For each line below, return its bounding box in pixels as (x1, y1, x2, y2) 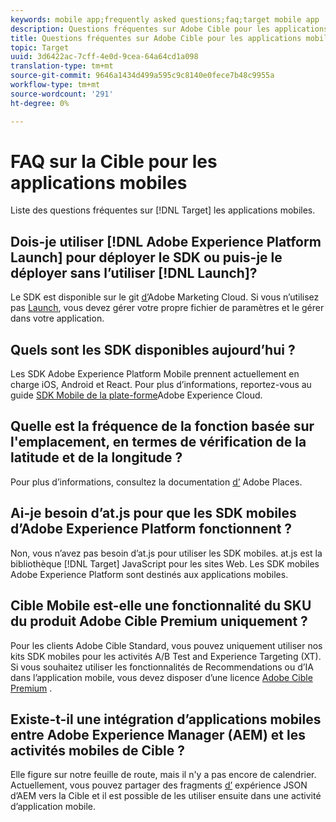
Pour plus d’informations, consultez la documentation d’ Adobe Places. (10, 476, 303, 488)
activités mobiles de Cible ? (10, 742, 185, 759)
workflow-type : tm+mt (10, 80, 101, 90)
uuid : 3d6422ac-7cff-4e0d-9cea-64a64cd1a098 (10, 52, 199, 62)
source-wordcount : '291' (10, 89, 114, 99)
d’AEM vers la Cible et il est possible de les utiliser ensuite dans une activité (10, 790, 322, 802)
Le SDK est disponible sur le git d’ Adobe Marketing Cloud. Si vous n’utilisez (10, 291, 320, 303)
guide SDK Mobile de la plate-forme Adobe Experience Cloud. (10, 389, 263, 401)
